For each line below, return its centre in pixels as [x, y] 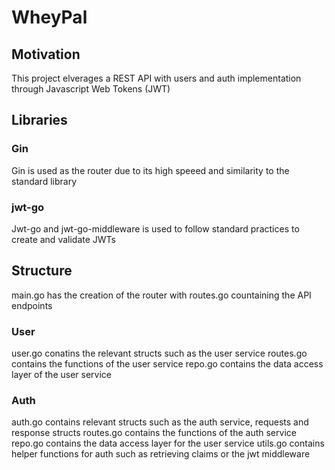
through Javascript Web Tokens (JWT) [91, 89]
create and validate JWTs [63, 239]
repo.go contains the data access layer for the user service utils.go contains [168, 443]
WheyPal [49, 17]
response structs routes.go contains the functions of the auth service [154, 433]
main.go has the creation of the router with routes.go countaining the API [161, 295]
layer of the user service [61, 375]
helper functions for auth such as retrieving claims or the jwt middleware [161, 454]
